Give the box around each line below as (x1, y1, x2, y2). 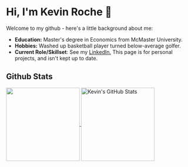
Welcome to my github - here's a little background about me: (6, 25, 153, 32)
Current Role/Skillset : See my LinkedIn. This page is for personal (14, 48, 173, 55)
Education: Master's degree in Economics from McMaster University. (14, 36, 183, 43)
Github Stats (6, 71, 53, 81)
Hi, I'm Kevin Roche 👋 (6, 5, 112, 19)
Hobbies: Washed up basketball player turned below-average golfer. (14, 42, 181, 49)
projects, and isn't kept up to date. (14, 54, 98, 62)
